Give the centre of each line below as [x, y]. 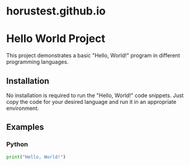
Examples [25, 127]
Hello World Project [56, 39]
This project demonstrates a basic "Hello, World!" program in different [93, 56]
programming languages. [37, 62]
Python [17, 144]
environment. [23, 108]
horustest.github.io [56, 11]
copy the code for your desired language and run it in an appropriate [91, 101]
